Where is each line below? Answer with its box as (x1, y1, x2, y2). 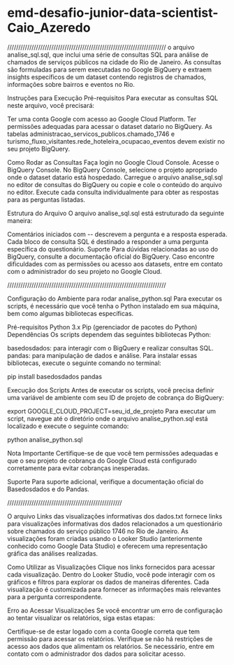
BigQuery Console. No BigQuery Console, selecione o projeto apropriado (7, 165, 218, 174)
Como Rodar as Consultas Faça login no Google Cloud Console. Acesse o (7, 158, 219, 166)
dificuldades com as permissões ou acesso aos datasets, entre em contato (7, 259, 224, 268)
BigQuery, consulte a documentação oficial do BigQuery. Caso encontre (7, 252, 215, 261)
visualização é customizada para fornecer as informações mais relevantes (7, 585, 221, 594)
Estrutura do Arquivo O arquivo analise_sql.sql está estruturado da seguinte (7, 209, 225, 217)
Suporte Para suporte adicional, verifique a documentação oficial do (7, 477, 204, 486)
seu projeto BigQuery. (7, 144, 71, 153)
